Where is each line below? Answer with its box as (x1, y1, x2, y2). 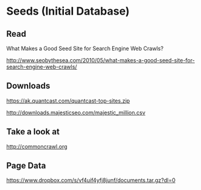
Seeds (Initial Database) (6, 4, 130, 18)
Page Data (6, 161, 46, 171)
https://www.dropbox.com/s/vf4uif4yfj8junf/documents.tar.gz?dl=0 (6, 177, 175, 184)
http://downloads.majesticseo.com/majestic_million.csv (6, 109, 146, 116)
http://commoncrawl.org (6, 142, 68, 150)
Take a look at (6, 126, 60, 137)
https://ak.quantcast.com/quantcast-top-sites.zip (6, 97, 130, 104)
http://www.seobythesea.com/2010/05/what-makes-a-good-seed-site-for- (6, 57, 195, 64)
